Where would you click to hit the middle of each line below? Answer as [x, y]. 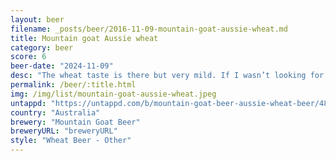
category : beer [42, 47]
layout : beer [37, 19]
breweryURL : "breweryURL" [64, 131]
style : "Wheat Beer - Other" [71, 141]
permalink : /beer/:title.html [73, 85]
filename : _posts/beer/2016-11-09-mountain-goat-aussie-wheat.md [149, 29]
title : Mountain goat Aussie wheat [84, 38]
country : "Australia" [55, 112]
